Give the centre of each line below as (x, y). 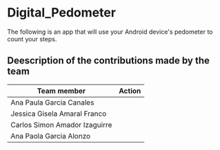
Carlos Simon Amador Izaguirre (61, 125)
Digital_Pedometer (61, 13)
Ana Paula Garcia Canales (52, 103)
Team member (61, 91)
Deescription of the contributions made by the (109, 61)
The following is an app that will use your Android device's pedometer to (110, 32)
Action (130, 91)
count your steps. (32, 39)
